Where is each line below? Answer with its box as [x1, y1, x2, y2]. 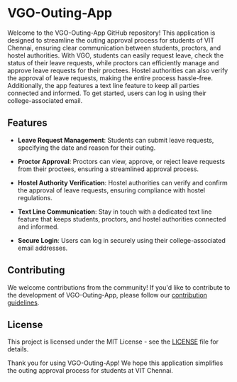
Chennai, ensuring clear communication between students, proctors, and [7, 43, 221, 52]
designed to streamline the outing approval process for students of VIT [7, 36, 215, 44]
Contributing [7, 264, 65, 276]
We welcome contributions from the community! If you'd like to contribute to [7, 283, 231, 292]
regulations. [17, 193, 53, 202]
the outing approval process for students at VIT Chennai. [7, 366, 174, 375]
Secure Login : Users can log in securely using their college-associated [17, 236, 226, 244]
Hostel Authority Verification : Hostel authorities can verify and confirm [17, 178, 228, 187]
